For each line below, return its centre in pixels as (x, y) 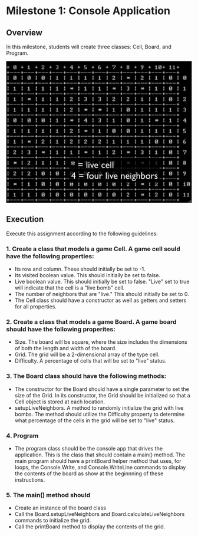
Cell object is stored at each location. (60, 402)
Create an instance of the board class (60, 508)
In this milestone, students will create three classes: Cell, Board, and (89, 47)
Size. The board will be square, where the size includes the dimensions (101, 342)
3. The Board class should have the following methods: (86, 376)
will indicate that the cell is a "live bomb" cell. (70, 288)
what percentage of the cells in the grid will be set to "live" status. (95, 420)
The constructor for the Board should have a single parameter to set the (102, 389)
